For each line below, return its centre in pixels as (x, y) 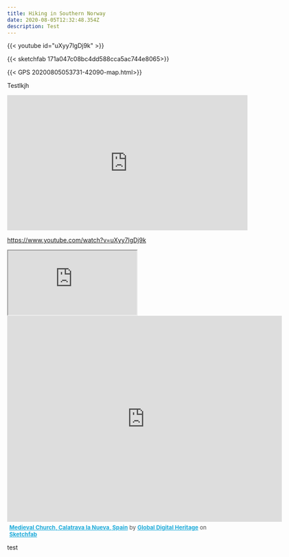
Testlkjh (18, 86)
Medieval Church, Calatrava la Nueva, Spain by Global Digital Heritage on (108, 527)
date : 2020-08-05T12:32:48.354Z (53, 20)
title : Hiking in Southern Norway (57, 13)
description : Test (33, 26)
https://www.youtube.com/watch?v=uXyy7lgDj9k (77, 240)
